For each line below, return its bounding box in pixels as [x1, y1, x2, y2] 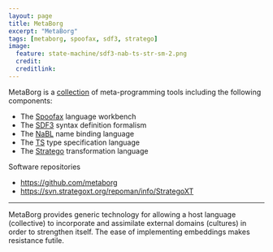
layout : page [8, 11, 53, 20]
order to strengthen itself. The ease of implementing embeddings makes [8, 227, 250, 237]
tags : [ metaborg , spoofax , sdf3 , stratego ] [8, 34, 158, 43]
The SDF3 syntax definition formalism [19, 119, 147, 130]
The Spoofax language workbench [19, 111, 136, 121]
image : [8, 42, 31, 50]
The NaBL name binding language [19, 128, 135, 138]
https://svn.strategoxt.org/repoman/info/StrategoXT [19, 186, 194, 196]
